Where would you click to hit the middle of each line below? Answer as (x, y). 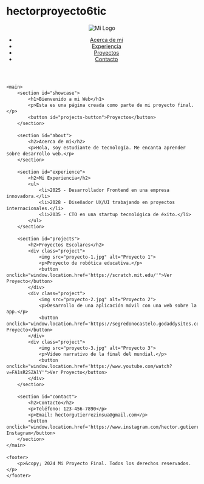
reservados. (176, 463)
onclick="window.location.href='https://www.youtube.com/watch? (89, 366)
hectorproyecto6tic (56, 11)
